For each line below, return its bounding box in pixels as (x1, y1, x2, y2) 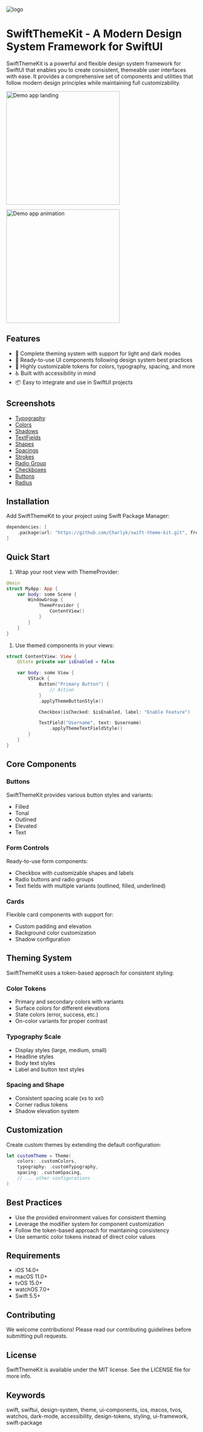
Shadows (14, 427, 39, 434)
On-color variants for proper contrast (14, 1018, 108, 1025)
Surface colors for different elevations (14, 1004, 110, 1012)
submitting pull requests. (6, 1333, 68, 1340)
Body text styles (14, 1059, 56, 1066)
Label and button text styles (14, 1066, 85, 1073)
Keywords (6, 1390, 45, 1401)
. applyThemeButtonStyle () (38, 698, 104, 704)
